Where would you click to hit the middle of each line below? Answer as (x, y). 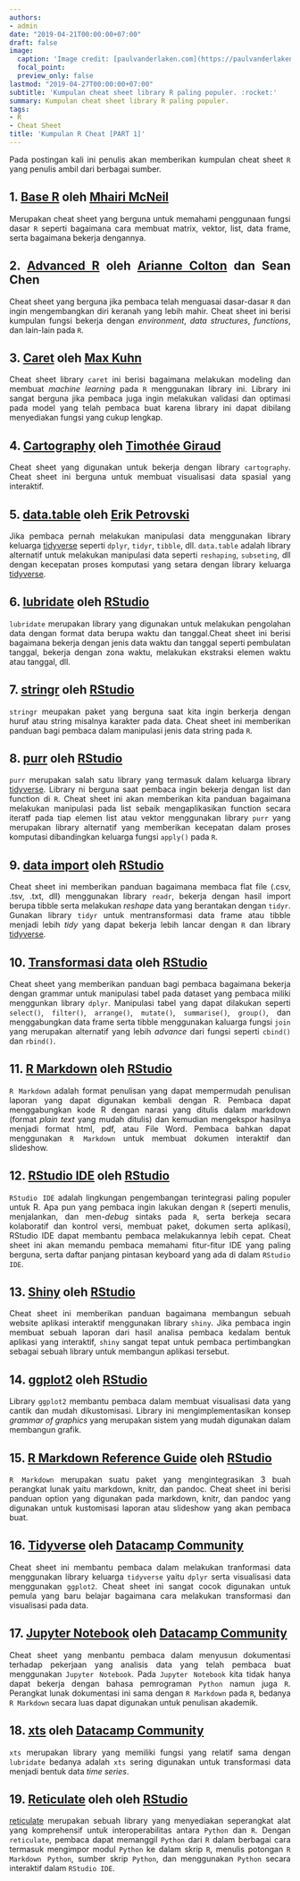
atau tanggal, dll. (40, 661)
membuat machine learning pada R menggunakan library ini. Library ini (150, 389)
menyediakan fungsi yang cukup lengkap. (86, 418)
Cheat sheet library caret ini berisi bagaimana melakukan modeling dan (150, 379)
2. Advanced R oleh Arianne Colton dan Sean (150, 266)
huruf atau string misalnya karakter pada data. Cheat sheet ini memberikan (150, 720)
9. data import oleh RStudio (87, 865)
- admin (24, 26)
